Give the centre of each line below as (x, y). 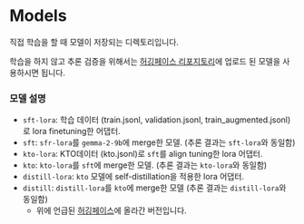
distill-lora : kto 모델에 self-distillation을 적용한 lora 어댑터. (133, 177)
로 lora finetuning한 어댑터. (71, 131)
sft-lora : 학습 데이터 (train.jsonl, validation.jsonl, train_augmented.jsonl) (157, 120)
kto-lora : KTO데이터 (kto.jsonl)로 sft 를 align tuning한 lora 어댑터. (142, 154)
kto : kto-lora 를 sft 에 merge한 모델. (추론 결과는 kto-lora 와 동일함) (145, 165)
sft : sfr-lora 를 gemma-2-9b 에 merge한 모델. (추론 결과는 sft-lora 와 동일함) (159, 142)
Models (38, 16)
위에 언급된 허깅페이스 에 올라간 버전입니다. (112, 210)
